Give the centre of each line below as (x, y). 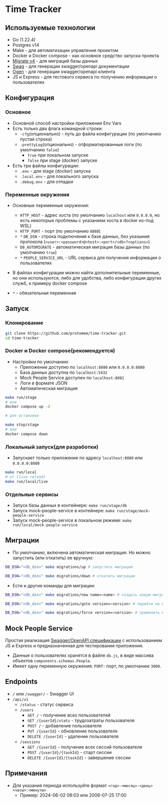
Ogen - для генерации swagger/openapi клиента (64, 72)
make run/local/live (27, 481)
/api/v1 (20, 699)
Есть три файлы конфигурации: (45, 166)
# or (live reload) (25, 477)
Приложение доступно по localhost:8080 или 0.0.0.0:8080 (82, 367)
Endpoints (21, 682)
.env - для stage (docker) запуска (55, 171)
